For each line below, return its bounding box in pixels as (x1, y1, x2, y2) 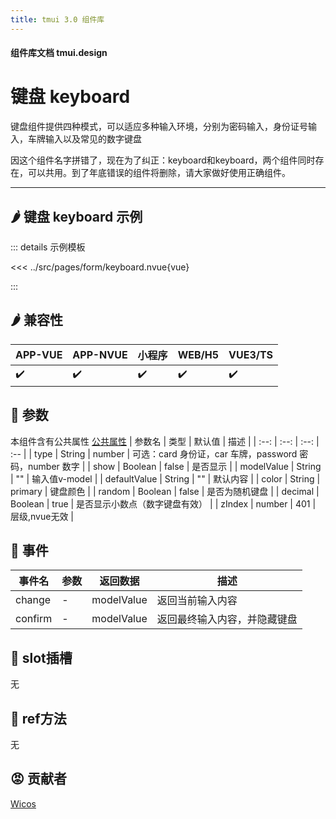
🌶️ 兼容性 (10, 312, 63, 329)
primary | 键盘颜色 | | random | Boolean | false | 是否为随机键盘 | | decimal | (10, 485, 320, 497)
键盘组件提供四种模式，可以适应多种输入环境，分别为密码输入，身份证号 (10, 121, 308, 133)
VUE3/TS (228, 347, 274, 361)
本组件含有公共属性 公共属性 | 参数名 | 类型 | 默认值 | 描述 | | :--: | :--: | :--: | (10, 435, 320, 447)
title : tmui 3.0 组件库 (10, 14, 105, 25)
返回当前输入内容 (156, 594, 238, 608)
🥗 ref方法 (10, 710, 67, 727)
